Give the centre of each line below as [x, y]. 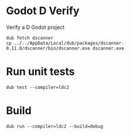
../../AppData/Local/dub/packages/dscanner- [69, 43]
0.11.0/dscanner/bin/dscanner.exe [48, 48]
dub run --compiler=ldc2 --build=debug [55, 126]
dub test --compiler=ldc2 [37, 87]
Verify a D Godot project [35, 27]
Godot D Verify [43, 11]
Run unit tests [40, 72]
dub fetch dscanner [30, 38]
